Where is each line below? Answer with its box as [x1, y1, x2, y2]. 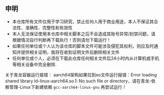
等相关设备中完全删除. [12, 61, 57, 67]
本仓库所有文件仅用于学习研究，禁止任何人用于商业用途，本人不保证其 [12, 19, 154, 24]
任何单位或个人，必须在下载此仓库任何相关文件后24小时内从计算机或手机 [12, 55, 160, 61]
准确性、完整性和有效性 [25, 24, 72, 30]
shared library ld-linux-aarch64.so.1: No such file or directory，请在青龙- [5, 78, 152, 84]
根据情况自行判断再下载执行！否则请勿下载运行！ [12, 37, 111, 43]
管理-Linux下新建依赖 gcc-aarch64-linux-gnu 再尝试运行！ [9, 84, 127, 90]
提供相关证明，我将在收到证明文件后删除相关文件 [21, 49, 120, 55]
